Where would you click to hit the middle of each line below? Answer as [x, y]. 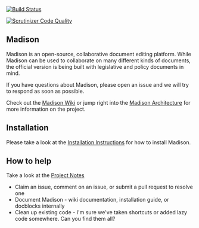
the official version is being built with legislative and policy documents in [95, 66]
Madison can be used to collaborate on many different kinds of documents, [98, 60]
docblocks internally [40, 206]
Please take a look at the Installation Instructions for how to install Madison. [99, 142]
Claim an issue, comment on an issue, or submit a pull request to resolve [104, 187]
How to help [29, 161]
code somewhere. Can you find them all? [65, 219]
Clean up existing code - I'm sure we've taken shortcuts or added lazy [101, 212]
